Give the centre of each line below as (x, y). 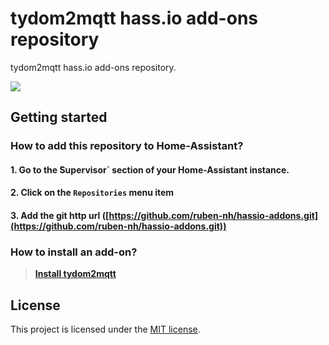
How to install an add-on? (74, 252)
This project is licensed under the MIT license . (105, 329)
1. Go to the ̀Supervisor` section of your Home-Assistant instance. (150, 169)
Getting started (59, 117)
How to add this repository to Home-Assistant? (127, 146)
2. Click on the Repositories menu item (92, 193)
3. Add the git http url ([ (60, 216)
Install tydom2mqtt (75, 274)
